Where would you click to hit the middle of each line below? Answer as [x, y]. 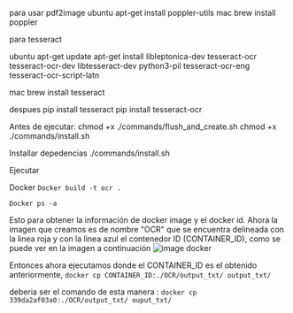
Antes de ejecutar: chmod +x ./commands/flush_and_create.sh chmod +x [143, 126]
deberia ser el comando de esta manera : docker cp [103, 292]
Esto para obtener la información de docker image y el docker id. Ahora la [144, 220]
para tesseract [35, 39]
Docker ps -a [33, 203]
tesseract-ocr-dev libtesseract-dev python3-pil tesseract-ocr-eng [130, 66]
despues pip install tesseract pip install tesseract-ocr [106, 109]
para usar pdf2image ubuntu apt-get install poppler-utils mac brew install [143, 13]
